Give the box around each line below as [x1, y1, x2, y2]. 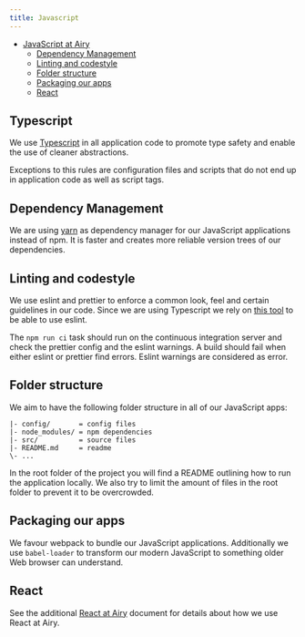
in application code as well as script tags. [9, 174, 165, 185]
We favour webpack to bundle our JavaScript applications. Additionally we [9, 537, 289, 548]
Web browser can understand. [9, 557, 124, 568]
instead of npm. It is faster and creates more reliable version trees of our [9, 234, 281, 246]
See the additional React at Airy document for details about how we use [9, 607, 279, 618]
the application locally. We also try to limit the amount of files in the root [9, 477, 279, 488]
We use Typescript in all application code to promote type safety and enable [9, 138, 296, 149]
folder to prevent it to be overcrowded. [9, 487, 155, 498]
